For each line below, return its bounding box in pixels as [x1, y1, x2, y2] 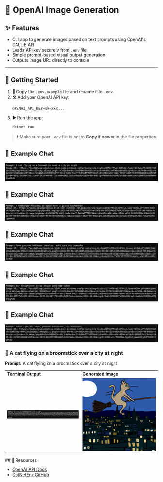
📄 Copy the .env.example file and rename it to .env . [12, 88, 114, 94]
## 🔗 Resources [5, 457, 37, 463]
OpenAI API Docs [12, 466, 47, 473]
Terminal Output [7, 371, 41, 377]
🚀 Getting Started [5, 76, 59, 84]
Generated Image [82, 371, 119, 377]
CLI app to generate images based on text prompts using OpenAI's [12, 36, 146, 42]
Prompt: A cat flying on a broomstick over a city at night [5, 361, 117, 366]
